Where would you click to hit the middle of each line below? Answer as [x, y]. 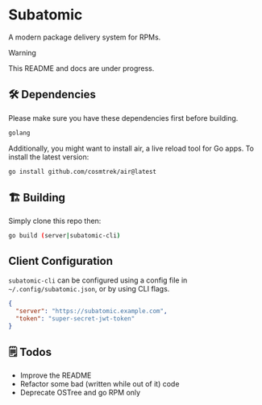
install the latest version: [49, 157]
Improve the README [56, 375]
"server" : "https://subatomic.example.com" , [91, 311]
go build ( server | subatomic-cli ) [64, 236]
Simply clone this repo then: [55, 221]
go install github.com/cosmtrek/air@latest [83, 172]
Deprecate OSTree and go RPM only [80, 393]
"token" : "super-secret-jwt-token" [75, 318]
